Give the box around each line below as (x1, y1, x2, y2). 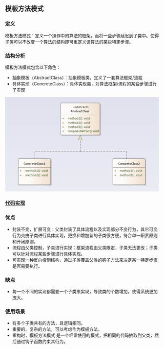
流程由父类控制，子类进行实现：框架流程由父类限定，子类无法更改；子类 (12, 245, 158, 250)
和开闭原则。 (12, 238, 38, 244)
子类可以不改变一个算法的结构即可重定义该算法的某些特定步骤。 (5, 39, 133, 45)
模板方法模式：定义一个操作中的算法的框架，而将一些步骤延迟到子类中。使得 (5, 32, 159, 38)
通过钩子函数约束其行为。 (16, 339, 68, 345)
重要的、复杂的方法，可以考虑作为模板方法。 (12, 326, 102, 332)
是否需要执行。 (12, 263, 42, 269)
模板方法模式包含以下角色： (5, 64, 61, 70)
